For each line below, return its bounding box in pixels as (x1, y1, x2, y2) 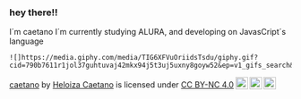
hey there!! (9, 6, 58, 19)
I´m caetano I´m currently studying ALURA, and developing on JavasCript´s (9, 27, 287, 37)
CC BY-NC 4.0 (180, 79, 235, 90)
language (9, 36, 44, 46)
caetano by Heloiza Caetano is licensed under (9, 79, 179, 90)
